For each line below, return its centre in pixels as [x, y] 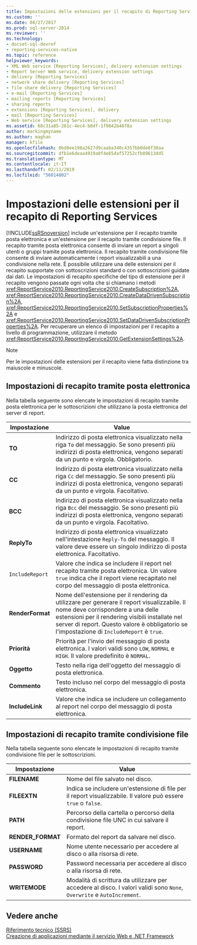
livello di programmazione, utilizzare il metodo [62, 333]
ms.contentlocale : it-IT [36, 164]
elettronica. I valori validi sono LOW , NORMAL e [115, 648]
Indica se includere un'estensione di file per [126, 788]
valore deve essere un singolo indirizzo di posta [121, 546]
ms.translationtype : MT [35, 159]
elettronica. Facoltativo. [88, 554]
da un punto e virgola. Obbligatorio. [104, 459]
